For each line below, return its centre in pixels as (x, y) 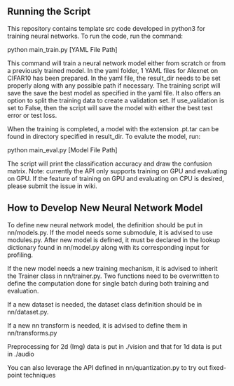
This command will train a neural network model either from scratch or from (117, 63)
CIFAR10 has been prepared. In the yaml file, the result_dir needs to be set (114, 78)
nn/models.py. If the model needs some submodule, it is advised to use (110, 232)
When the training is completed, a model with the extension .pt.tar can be (113, 128)
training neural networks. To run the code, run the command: (95, 36)
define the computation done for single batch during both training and (108, 283)
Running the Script (49, 12)
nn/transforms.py (32, 333)
